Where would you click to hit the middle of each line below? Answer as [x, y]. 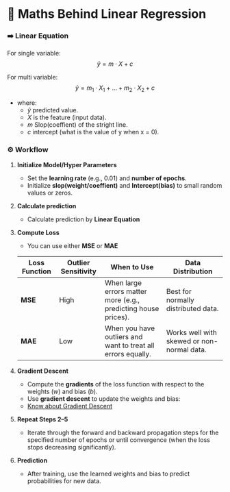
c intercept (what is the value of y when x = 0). [93, 132]
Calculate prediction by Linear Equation [84, 219]
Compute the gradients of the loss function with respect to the [116, 384]
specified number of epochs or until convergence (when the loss [118, 440]
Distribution [193, 271]
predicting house [132, 308]
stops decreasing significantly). [72, 447]
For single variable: [34, 53]
